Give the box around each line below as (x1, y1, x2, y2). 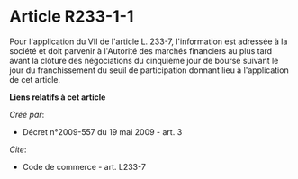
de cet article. (9, 74, 61, 85)
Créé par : (9, 109, 45, 120)
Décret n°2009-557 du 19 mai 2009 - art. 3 (22, 126, 183, 137)
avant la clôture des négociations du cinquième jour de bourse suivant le (9, 55, 279, 66)
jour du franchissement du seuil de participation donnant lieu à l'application (9, 65, 290, 76)
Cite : (9, 144, 27, 155)
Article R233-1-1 (9, 6, 134, 27)
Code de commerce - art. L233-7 (22, 161, 147, 172)
